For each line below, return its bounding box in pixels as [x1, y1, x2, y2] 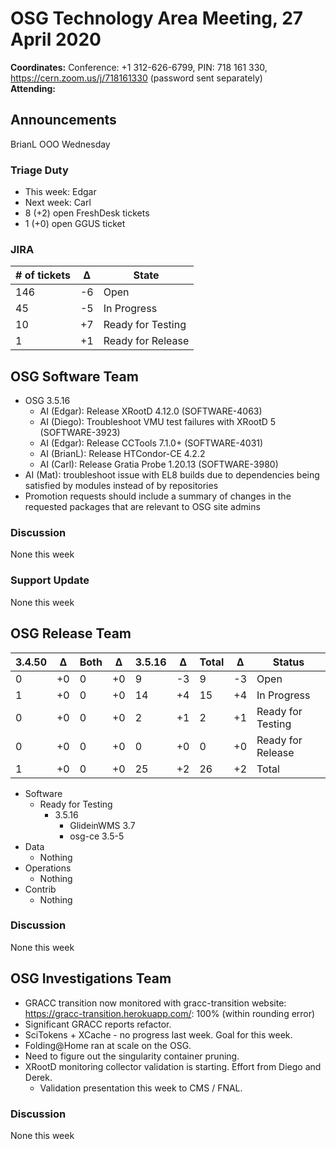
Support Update [10, 573, 90, 587]
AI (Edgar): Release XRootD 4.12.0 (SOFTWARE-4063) [39, 405, 263, 417]
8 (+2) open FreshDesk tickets [24, 207, 150, 219]
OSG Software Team [10, 368, 139, 385]
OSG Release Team [10, 625, 132, 642]
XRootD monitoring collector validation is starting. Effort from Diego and [24, 1060, 322, 1072]
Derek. [24, 1071, 53, 1083]
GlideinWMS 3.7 [69, 819, 136, 831]
